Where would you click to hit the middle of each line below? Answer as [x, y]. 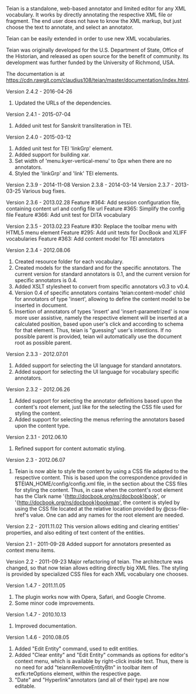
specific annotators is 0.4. [46, 280]
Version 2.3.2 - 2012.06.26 [38, 389]
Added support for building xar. [52, 155]
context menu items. [31, 550]
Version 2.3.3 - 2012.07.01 [37, 354]
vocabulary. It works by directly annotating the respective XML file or [89, 15]
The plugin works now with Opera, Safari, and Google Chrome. [90, 597]
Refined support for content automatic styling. [70, 448]
